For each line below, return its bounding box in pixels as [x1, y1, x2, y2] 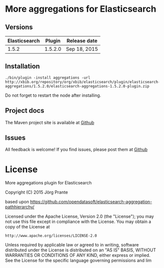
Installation [5, 62, 40, 70]
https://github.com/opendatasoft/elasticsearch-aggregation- [30, 199, 152, 205]
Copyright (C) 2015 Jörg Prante [5, 189, 68, 195]
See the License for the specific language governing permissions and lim [5, 258, 152, 264]
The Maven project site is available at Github [5, 119, 94, 125]
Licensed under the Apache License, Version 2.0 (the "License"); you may [5, 214, 154, 220]
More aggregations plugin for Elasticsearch [5, 180, 92, 186]
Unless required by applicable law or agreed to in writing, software [5, 242, 139, 248]
